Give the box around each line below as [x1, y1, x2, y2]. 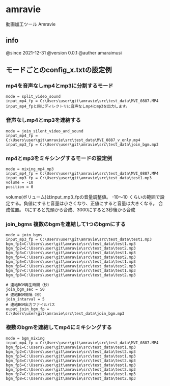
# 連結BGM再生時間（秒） [6, 283, 51, 288]
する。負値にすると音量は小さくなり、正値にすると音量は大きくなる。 [10, 200, 157, 207]
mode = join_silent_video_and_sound [6, 128, 83, 133]
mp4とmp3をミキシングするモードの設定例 [6, 154, 112, 161]
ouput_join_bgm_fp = [6, 307, 50, 312]
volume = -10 [6, 180, 34, 185]
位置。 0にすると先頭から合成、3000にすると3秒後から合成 [10, 207, 135, 213]
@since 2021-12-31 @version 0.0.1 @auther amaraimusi [6, 49, 122, 56]
